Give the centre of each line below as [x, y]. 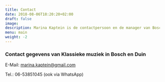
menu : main [16, 32]
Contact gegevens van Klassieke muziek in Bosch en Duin [76, 54]
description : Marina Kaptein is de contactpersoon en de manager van [78, 28]
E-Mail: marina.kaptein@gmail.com [41, 65]
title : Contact [21, 10]
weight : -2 [16, 37]
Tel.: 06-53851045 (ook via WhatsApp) [44, 75]
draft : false [18, 19]
